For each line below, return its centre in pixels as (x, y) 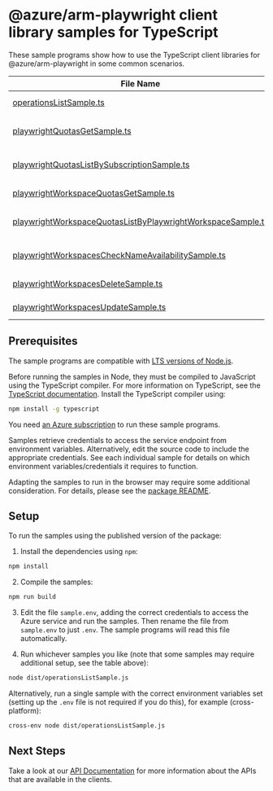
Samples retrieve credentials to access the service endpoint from (118, 440)
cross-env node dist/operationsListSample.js (87, 726)
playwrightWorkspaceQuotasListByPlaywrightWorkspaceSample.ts (141, 222)
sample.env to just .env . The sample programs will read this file (125, 630)
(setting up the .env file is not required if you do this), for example (118, 702)
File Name (141, 83)
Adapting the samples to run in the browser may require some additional (129, 481)
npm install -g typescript (54, 409)
